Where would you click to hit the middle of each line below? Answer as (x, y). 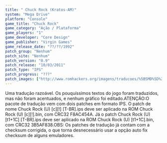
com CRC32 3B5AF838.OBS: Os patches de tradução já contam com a (78, 125)
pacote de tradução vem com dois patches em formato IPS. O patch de (78, 104)
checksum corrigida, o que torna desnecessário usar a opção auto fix (77, 130)
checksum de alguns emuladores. (40, 135)
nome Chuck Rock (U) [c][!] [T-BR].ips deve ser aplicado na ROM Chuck (79, 109)
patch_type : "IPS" (24, 70)
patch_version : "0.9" (28, 61)
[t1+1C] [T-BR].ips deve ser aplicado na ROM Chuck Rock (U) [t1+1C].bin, (80, 119)
